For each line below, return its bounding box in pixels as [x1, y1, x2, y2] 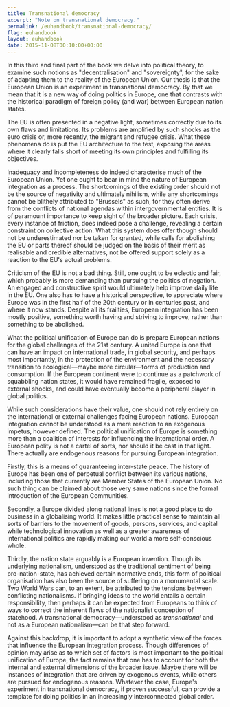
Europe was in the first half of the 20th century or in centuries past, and [7, 298, 210, 306]
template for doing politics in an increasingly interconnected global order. [7, 693, 214, 700]
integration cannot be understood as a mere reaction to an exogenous [7, 420, 205, 428]
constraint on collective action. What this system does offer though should [7, 226, 218, 235]
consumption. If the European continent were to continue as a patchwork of [7, 370, 221, 378]
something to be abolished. [7, 320, 84, 328]
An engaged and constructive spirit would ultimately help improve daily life [7, 283, 218, 292]
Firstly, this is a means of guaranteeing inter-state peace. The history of [7, 462, 210, 470]
